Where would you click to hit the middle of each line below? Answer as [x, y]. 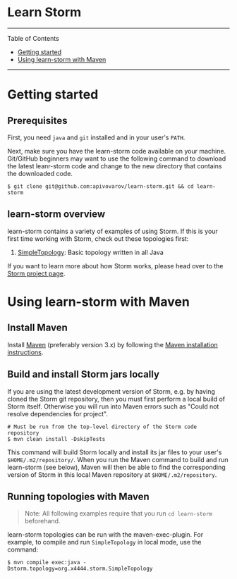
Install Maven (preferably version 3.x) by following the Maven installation [113, 344]
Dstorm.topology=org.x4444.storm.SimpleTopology [80, 569]
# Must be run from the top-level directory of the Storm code [102, 427]
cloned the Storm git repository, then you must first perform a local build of [116, 399]
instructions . [25, 352]
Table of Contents [34, 38]
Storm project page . [36, 273]
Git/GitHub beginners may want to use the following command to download [117, 158]
